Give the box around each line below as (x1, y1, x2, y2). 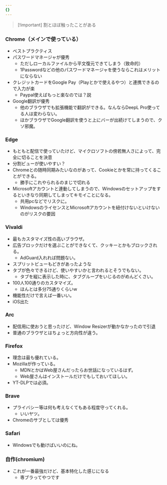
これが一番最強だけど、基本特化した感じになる (12, 468, 109, 474)
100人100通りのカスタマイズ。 (12, 280, 76, 286)
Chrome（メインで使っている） (5, 36, 82, 43)
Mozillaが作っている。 (12, 361, 58, 367)
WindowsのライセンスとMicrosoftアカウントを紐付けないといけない (20, 204, 160, 211)
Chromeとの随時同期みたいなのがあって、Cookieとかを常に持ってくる (12, 167, 157, 173)
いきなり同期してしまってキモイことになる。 (21, 192, 114, 198)
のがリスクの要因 (20, 211, 56, 217)
